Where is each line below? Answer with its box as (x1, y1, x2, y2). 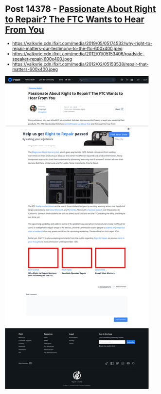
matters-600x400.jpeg (12, 66, 58, 72)
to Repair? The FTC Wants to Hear (5, 14, 144, 25)
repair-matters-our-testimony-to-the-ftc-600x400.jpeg (12, 45, 123, 51)
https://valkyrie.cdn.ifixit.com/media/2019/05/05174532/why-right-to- (12, 40, 152, 46)
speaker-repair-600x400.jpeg (12, 56, 72, 62)
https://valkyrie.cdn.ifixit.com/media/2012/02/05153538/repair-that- (12, 61, 149, 67)
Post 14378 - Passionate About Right (5, 3, 156, 15)
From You (5, 24, 44, 35)
